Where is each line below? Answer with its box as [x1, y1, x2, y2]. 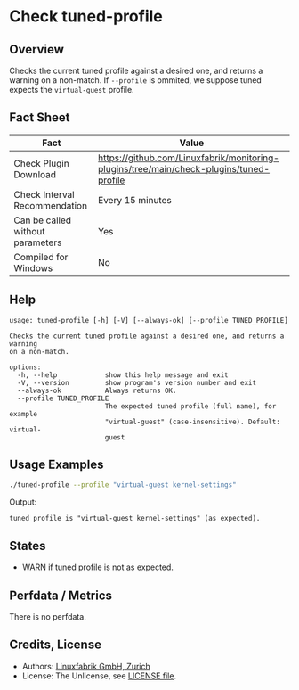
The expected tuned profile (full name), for [104, 401, 277, 411]
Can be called [13, 214, 71, 226]
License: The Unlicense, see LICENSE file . [21, 670, 176, 681]
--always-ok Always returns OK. [17, 386, 177, 395]
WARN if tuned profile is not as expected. [21, 562, 174, 572]
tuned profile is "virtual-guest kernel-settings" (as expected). [9, 514, 261, 523]
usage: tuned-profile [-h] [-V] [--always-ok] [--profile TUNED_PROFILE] [9, 316, 289, 324]
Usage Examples [9, 457, 104, 472]
